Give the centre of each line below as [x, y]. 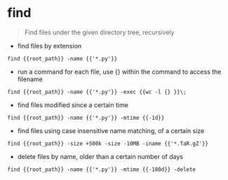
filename [30, 79]
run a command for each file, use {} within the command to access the [119, 71]
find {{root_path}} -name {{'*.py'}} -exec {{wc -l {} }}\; [97, 92]
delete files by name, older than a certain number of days [100, 156]
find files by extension [49, 46]
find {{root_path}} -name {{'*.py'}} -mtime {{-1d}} [86, 118]
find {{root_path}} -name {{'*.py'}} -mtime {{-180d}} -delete [102, 169]
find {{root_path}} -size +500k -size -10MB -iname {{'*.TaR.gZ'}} [108, 144]
